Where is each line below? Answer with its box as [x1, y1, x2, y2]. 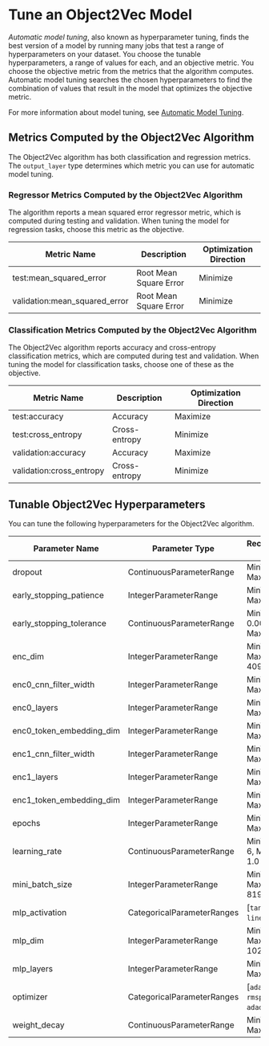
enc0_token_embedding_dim [12, 725, 120, 737]
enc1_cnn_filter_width [12, 749, 95, 760]
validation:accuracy [12, 447, 86, 459]
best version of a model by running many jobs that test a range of [8, 40, 224, 50]
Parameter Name [33, 543, 99, 554]
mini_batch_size [12, 879, 73, 890]
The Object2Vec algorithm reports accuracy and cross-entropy [8, 343, 216, 353]
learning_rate [12, 846, 62, 857]
